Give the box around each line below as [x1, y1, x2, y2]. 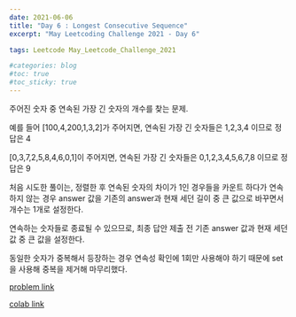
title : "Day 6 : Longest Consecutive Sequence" [9, 21, 189, 30]
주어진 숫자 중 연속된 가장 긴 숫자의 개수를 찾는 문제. [9, 103, 189, 113]
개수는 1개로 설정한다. [9, 204, 84, 214]
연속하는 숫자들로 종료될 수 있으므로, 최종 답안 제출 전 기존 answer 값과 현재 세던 [9, 222, 288, 233]
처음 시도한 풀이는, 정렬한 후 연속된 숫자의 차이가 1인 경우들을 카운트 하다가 [9, 182, 268, 192]
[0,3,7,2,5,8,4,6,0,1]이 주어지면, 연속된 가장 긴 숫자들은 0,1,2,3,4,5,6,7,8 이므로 [9, 151, 279, 162]
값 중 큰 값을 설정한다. [9, 234, 85, 244]
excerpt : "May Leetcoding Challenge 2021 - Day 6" [9, 29, 200, 38]
